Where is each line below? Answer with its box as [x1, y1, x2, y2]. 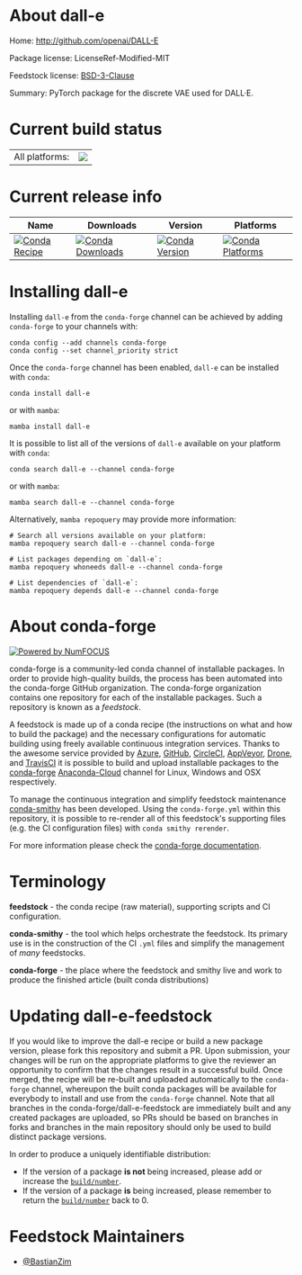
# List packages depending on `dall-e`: [9, 554, 164, 563]
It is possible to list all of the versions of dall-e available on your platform [9, 437, 281, 448]
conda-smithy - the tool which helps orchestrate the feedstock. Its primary [9, 928, 289, 938]
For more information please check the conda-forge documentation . [9, 840, 262, 850]
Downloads [86, 219, 138, 231]
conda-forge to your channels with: [9, 320, 138, 331]
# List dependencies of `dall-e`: [9, 578, 139, 588]
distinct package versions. [9, 1131, 107, 1142]
